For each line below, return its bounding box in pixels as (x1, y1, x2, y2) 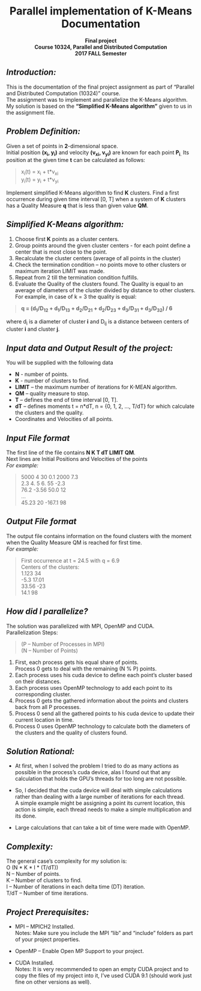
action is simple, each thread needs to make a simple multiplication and (14, 806, 192, 813)
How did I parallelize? (6, 607, 88, 617)
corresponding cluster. (14, 690, 71, 698)
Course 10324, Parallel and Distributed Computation (34, 43, 167, 51)
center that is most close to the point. (14, 248, 107, 255)
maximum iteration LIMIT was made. (14, 267, 105, 275)
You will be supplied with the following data (6, 359, 113, 366)
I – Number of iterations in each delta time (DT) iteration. (6, 883, 146, 890)
